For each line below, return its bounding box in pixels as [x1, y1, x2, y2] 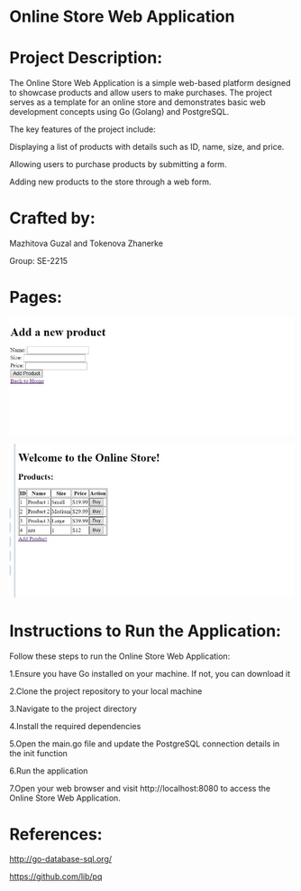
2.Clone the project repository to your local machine [9, 685, 203, 697]
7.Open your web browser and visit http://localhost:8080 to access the [9, 783, 271, 793]
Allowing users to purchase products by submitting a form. [9, 159, 227, 170]
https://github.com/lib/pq [9, 871, 103, 882]
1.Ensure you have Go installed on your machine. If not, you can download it [9, 668, 291, 679]
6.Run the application [9, 765, 88, 776]
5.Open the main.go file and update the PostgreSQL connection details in [9, 738, 280, 749]
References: [9, 824, 103, 844]
